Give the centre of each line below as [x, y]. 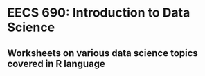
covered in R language [56, 64]
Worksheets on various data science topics [103, 53]
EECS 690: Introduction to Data [99, 13]
